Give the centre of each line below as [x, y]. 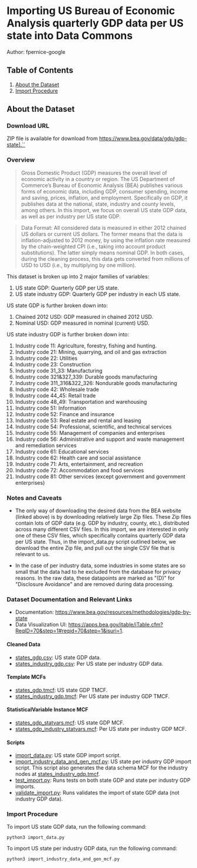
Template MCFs [26, 677]
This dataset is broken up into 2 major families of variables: [78, 276]
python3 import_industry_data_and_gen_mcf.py [63, 859]
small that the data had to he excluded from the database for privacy [98, 572]
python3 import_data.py [36, 838]
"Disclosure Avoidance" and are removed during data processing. [94, 584]
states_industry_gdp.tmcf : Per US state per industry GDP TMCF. [92, 696]
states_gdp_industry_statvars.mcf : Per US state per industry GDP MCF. [101, 729]
